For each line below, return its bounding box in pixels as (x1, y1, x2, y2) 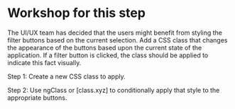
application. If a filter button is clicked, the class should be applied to (7, 51, 209, 59)
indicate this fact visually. (7, 58, 82, 67)
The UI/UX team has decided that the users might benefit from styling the (7, 28, 222, 37)
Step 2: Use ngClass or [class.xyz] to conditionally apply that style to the (7, 86, 220, 94)
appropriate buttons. (7, 93, 67, 102)
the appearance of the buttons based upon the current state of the (7, 43, 202, 52)
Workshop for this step (7, 5, 146, 21)
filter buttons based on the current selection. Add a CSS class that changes (7, 35, 228, 44)
